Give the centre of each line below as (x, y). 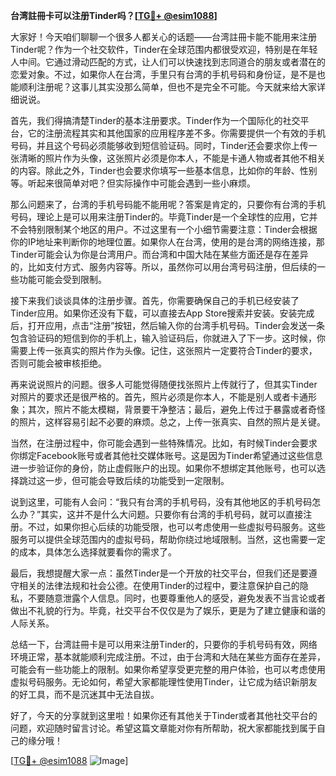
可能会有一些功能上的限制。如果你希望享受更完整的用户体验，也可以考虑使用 (168, 669)
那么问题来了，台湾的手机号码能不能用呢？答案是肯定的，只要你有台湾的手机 (168, 204)
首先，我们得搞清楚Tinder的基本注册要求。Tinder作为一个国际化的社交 (155, 120)
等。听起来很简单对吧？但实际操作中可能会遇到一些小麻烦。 (133, 183)
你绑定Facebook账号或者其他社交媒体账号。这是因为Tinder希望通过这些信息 (166, 455)
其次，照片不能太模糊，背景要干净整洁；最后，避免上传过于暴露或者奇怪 (176, 409)
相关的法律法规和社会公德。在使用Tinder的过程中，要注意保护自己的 (159, 585)
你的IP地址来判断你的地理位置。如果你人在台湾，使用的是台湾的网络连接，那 (167, 242)
